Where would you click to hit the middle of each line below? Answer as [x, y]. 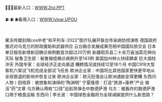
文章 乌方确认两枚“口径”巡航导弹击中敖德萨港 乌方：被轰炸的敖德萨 [84, 88]
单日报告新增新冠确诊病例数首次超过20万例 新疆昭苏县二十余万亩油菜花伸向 [81, 52]
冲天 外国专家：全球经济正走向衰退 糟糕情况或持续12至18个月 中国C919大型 [80, 64]
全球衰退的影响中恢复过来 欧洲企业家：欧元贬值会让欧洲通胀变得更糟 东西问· [81, 76]
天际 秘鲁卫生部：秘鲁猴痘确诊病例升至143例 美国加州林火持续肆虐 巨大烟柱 [81, 58]
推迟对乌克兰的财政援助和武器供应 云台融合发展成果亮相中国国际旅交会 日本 [81, 46]
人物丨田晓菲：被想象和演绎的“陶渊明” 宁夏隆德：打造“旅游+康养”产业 [74, 82]
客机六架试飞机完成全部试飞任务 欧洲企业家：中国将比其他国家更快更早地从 [80, 70]
